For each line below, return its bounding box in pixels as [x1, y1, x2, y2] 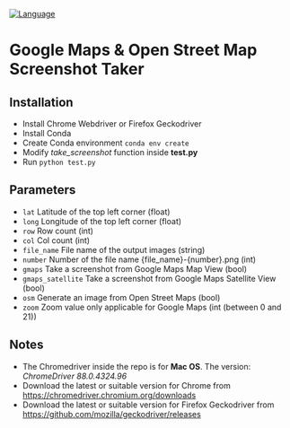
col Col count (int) [22, 234, 91, 246]
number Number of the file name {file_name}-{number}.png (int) [22, 254, 257, 265]
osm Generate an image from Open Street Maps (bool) [22, 292, 221, 302]
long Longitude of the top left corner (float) [22, 215, 182, 226]
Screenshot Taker [9, 59, 145, 80]
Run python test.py [22, 157, 96, 167]
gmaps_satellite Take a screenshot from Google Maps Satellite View [22, 273, 277, 284]
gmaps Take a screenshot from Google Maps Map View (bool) [22, 263, 248, 274]
